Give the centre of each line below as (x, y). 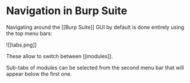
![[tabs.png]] (22, 45)
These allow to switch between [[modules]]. (60, 56)
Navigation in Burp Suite (67, 11)
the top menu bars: (29, 33)
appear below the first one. (39, 74)
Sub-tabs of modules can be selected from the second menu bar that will (95, 67)
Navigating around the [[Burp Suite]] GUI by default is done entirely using (95, 27)
